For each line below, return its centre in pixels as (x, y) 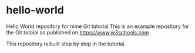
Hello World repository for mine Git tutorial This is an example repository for (98, 26)
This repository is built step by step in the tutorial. (66, 44)
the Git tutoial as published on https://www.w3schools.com (78, 32)
